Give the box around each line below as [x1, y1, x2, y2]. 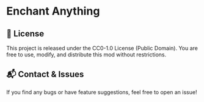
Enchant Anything [6, 4, 100, 18]
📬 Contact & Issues [6, 69, 84, 80]
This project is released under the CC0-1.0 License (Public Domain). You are [6, 44, 199, 52]
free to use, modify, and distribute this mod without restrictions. [6, 51, 167, 58]
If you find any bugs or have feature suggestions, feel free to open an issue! [6, 88, 197, 95]
